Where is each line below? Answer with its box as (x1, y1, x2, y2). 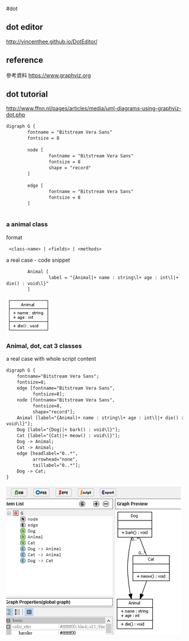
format (6, 234, 23, 241)
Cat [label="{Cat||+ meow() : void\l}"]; (17, 433, 120, 439)
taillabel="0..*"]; (32, 462, 81, 468)
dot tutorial (6, 89, 49, 100)
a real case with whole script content (6, 356, 97, 363)
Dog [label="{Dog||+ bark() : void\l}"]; (17, 427, 120, 433)
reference (6, 55, 43, 65)
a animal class (6, 220, 49, 229)
